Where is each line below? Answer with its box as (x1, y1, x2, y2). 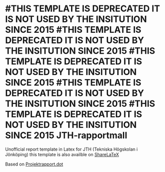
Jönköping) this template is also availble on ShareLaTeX (5, 151, 119, 157)
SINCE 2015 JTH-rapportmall (5, 130, 128, 141)
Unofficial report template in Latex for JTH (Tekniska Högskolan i (5, 146, 138, 152)
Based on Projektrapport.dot (5, 161, 64, 167)
